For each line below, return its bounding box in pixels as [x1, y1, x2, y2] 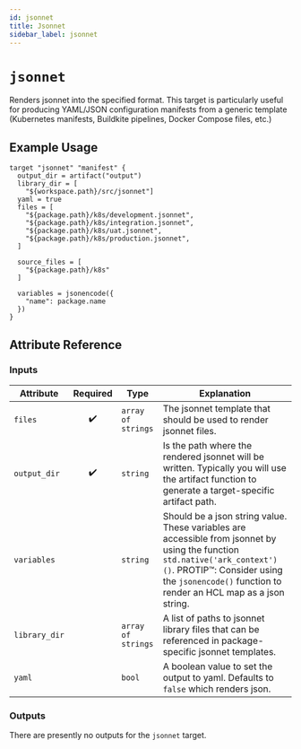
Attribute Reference [9, 337, 123, 353]
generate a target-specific [162, 483, 275, 496]
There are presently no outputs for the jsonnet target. [9, 730, 207, 741]
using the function [162, 544, 239, 556]
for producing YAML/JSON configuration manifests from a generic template [9, 104, 288, 115]
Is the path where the [162, 439, 253, 451]
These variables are [162, 521, 246, 534]
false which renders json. [162, 683, 271, 695]
